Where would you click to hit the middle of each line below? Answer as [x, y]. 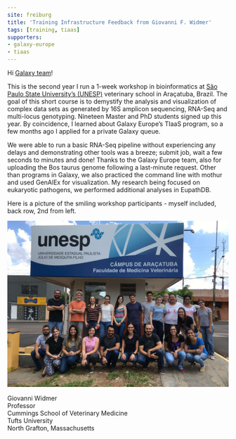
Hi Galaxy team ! [30, 73]
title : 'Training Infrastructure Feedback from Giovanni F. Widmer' [110, 22]
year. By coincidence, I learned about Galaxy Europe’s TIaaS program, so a [115, 124]
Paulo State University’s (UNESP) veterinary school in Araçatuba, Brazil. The [118, 94]
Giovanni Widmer [32, 398]
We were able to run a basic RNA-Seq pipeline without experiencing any [112, 145]
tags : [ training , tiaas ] [44, 30]
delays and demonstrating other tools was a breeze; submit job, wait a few [115, 152]
